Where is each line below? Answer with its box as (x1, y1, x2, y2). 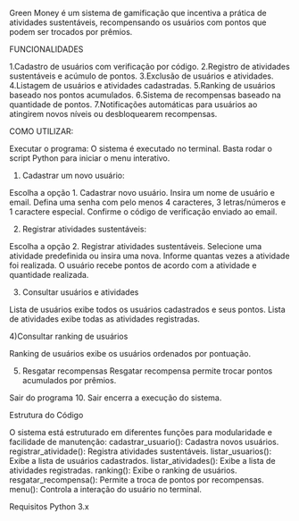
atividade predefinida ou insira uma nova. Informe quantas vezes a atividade (9, 250, 290, 261)
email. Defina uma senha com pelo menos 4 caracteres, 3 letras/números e (9, 197, 287, 207)
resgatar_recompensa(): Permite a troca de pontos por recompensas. (9, 475, 265, 485)
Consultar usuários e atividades (21, 287, 139, 298)
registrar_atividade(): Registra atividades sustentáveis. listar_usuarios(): (9, 446, 272, 457)
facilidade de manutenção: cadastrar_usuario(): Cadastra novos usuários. (9, 437, 279, 447)
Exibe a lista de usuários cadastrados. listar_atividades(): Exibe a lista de (9, 456, 276, 466)
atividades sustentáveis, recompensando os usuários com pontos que (9, 17, 267, 28)
